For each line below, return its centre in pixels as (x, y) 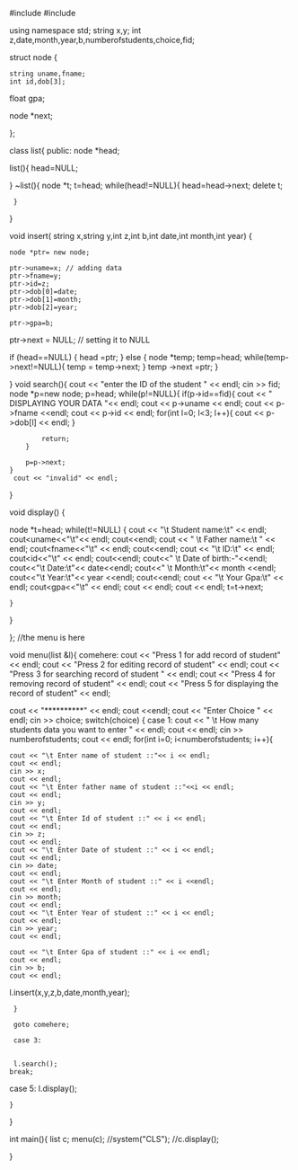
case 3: (27, 1041)
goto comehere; (41, 1024)
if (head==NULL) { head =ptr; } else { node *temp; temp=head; (126, 357)
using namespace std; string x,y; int (75, 30)
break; (22, 1072)
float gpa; (27, 98)
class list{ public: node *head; (65, 151)
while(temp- (267, 357)
